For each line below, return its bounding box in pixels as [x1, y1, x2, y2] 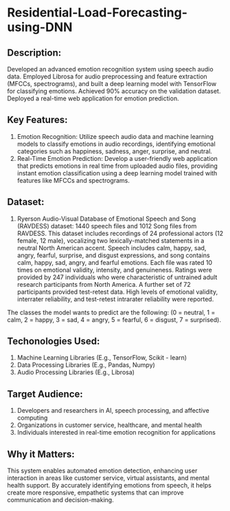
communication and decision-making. [7, 496, 115, 504]
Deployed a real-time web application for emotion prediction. [7, 94, 180, 102]
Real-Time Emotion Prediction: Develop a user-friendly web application [16, 154, 218, 162]
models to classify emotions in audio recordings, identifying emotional [16, 140, 216, 148]
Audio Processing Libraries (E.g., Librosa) [16, 368, 135, 376]
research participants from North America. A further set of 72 [16, 280, 191, 288]
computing [16, 414, 48, 422]
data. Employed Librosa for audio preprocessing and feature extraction [7, 72, 207, 80]
